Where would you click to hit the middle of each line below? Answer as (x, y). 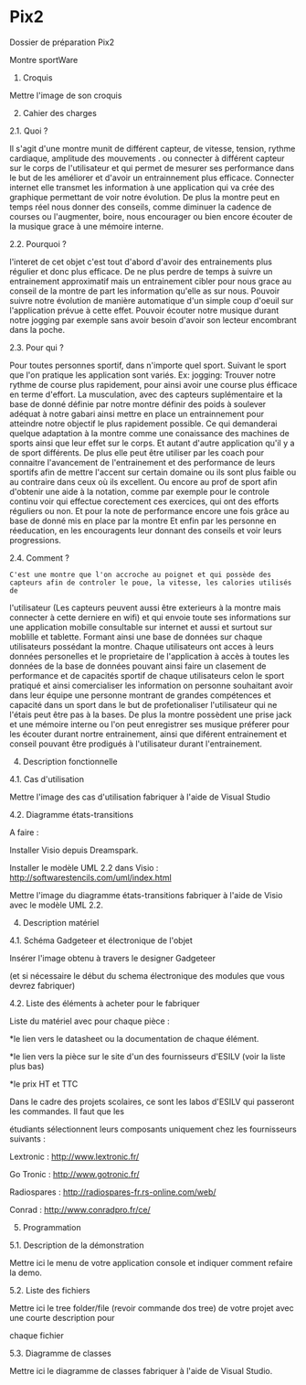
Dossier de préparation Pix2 (62, 42)
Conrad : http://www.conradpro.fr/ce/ (80, 1209)
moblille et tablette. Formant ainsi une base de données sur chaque (136, 637)
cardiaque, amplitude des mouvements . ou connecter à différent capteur (147, 158)
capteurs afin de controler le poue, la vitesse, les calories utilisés (151, 583)
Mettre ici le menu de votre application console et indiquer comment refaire (151, 1262)
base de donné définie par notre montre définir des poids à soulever (138, 403)
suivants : (27, 1138)
